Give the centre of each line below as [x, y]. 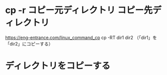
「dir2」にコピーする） [29, 43]
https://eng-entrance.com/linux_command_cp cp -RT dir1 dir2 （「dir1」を [81, 37]
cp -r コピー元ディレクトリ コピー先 [79, 10]
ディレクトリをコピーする [58, 66]
